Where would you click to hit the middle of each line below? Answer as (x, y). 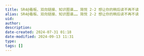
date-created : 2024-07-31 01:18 (38, 32)
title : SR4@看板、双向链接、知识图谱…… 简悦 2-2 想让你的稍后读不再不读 (72, 9)
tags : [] (14, 46)
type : (11, 41)
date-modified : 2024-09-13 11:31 (39, 37)
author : (13, 23)
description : (18, 28)
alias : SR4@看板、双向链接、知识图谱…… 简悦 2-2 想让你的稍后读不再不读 (72, 14)
